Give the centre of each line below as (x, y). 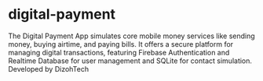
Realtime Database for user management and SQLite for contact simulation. (130, 61)
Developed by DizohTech (49, 69)
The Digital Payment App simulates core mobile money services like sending (131, 36)
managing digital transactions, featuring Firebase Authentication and (119, 52)
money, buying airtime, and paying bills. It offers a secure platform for (121, 44)
